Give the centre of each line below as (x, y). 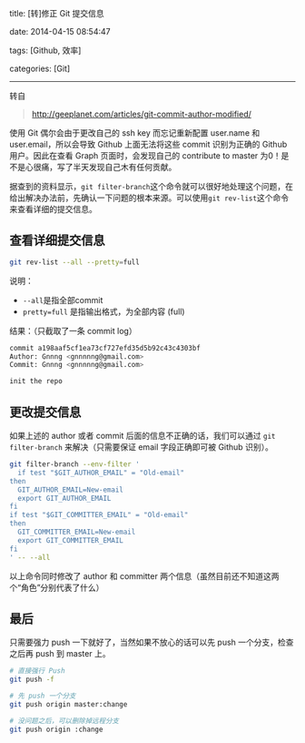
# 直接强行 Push (37, 671)
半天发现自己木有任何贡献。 (124, 167)
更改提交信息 (45, 412)
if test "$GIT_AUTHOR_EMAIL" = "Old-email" (101, 473)
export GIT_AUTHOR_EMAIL (64, 498)
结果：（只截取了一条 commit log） (74, 331)
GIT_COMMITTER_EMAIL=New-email (77, 532)
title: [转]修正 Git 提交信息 (57, 13)
